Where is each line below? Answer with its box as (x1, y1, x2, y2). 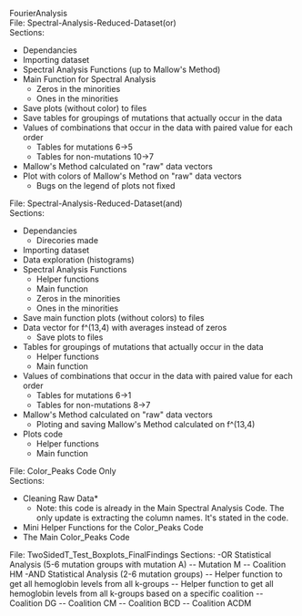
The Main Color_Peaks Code (22, 532, 130, 542)
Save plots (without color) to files (22, 103, 147, 113)
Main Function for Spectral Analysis (22, 74, 156, 85)
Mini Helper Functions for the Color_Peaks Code (22, 522, 204, 532)
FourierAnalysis (9, 8, 68, 18)
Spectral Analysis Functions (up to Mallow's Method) (22, 64, 221, 75)
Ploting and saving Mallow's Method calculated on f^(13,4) (35, 419, 256, 429)
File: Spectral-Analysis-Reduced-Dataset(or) (9, 17, 177, 28)
